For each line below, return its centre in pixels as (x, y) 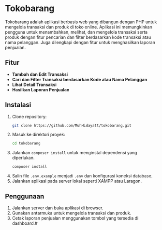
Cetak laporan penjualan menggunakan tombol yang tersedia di (75, 218)
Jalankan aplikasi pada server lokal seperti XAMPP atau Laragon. (77, 181)
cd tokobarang (26, 144)
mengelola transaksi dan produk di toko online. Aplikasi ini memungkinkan (79, 27)
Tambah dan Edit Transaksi (40, 74)
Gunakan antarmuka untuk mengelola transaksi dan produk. (72, 213)
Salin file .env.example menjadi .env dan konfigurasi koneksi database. (82, 176)
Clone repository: (29, 116)
